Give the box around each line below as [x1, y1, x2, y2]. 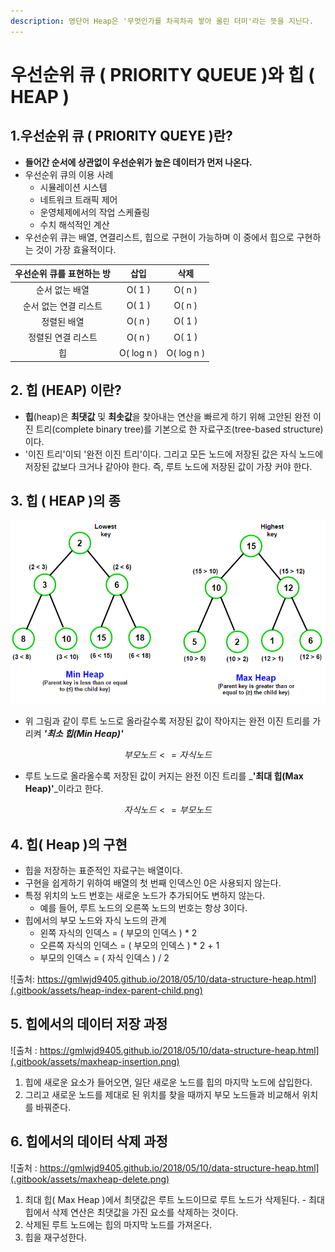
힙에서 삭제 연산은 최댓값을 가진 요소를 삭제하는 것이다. [24, 1206, 239, 1218]
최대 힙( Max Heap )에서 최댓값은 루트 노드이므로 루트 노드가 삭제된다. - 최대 [24, 1193, 325, 1205]
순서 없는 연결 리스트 [22, 300, 103, 312]
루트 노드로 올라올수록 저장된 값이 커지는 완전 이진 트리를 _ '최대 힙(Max [24, 770, 304, 782]
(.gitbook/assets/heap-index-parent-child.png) [10, 984, 203, 996]
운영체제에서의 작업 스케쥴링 [39, 206, 150, 218]
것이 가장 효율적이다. [35, 243, 117, 255]
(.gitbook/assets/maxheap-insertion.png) [10, 1055, 180, 1067]
